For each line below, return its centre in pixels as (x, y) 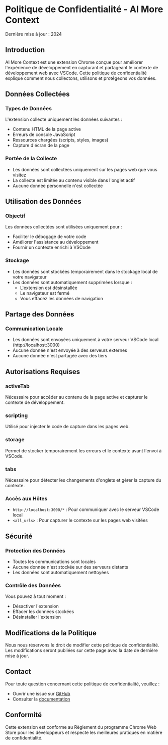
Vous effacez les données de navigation (61, 298)
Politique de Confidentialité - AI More (84, 9)
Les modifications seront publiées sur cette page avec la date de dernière (82, 650)
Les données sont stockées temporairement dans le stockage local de (85, 271)
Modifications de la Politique (51, 633)
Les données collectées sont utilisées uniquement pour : (64, 227)
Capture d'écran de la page (41, 146)
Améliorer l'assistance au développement (56, 242)
